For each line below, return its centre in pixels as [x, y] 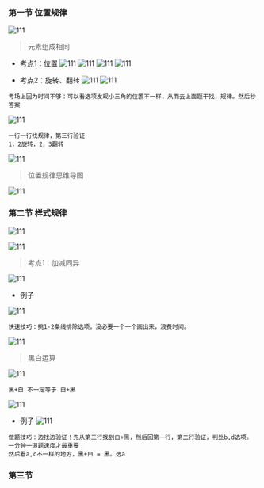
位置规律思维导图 [55, 175]
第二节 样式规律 [38, 213]
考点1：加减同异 [54, 262]
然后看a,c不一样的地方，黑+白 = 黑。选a [67, 454]
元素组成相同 [48, 47]
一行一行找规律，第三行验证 [47, 136]
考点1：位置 [38, 63]
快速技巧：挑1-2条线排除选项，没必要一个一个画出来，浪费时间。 [99, 326]
